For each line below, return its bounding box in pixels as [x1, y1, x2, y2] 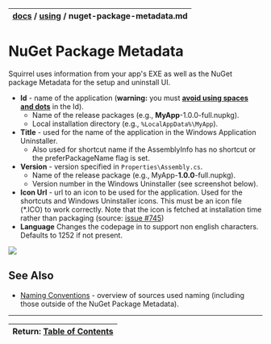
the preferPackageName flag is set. [31, 153, 151, 162]
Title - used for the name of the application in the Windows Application [19, 127, 256, 136]
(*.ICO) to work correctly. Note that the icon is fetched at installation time [19, 204, 262, 214]
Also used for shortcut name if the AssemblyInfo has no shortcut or [31, 145, 256, 154]
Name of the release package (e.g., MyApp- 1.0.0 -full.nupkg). [31, 170, 236, 180]
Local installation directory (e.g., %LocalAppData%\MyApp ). [31, 119, 219, 128]
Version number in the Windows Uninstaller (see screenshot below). [31, 178, 259, 188]
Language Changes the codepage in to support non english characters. [19, 221, 259, 231]
